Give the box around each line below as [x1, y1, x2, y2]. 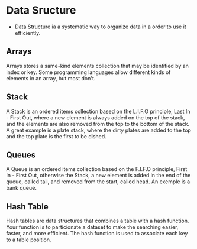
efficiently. [14, 29, 41, 36]
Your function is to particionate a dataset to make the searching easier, [6, 224, 179, 231]
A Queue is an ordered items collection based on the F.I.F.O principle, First [6, 166, 188, 173]
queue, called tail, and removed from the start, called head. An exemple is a [6, 178, 190, 185]
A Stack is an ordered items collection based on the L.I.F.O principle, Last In [6, 108, 190, 115]
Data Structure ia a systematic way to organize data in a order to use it [14, 23, 186, 30]
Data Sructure [6, 4, 76, 17]
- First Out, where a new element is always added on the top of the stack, [6, 114, 185, 121]
